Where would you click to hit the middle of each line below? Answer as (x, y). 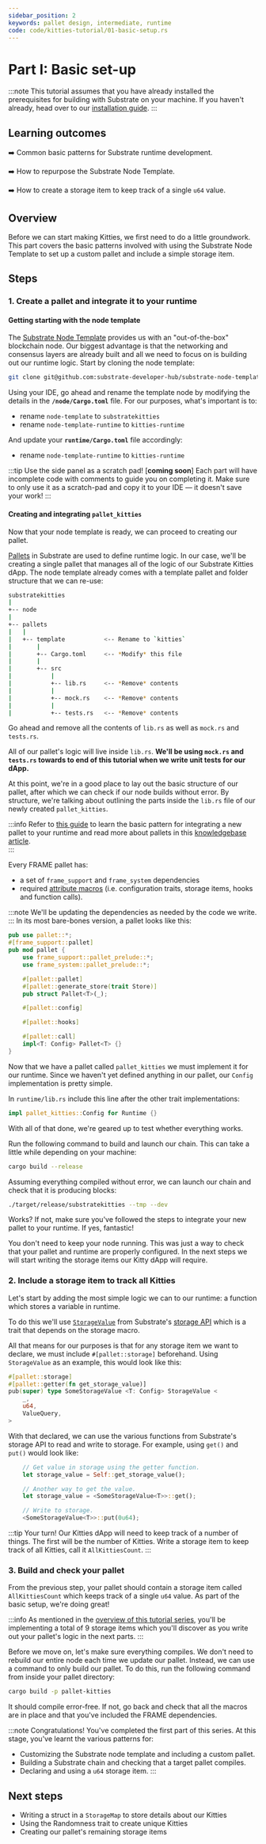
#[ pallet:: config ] (53, 1008)
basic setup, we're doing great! (59, 1604)
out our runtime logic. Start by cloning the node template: (102, 363)
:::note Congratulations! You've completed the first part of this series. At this (132, 1731)
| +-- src (35, 669)
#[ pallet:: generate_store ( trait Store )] (90, 986)
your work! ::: (30, 496)
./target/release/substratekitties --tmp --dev (88, 1205)
